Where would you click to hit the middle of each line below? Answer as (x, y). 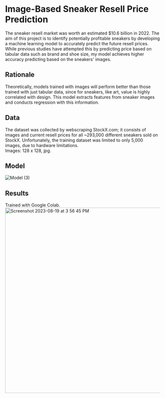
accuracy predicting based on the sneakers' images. (58, 59)
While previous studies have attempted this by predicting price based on (78, 49)
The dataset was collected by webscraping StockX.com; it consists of (76, 129)
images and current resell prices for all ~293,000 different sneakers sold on (82, 135)
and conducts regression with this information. (52, 102)
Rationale (20, 75)
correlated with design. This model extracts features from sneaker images (80, 97)
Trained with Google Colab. (33, 205)
